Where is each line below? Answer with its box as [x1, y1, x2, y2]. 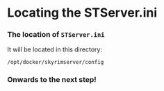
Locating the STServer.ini [7, 5, 158, 21]
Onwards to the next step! [7, 75, 97, 85]
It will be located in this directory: [7, 45, 103, 53]
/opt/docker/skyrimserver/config [7, 59, 104, 66]
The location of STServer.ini [7, 30, 105, 40]
